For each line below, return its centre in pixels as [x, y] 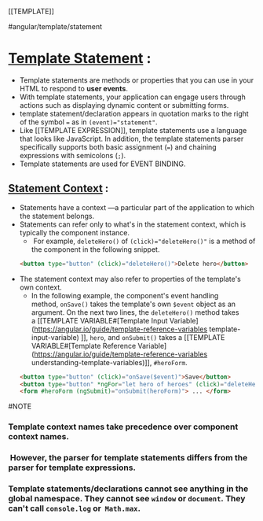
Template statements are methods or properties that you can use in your [136, 80]
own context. [41, 287]
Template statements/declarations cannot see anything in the [128, 489]
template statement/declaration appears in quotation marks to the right [134, 113]
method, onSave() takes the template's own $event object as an [133, 304]
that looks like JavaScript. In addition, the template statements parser [131, 139]
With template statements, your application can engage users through [132, 97]
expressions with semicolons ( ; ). [73, 155]
